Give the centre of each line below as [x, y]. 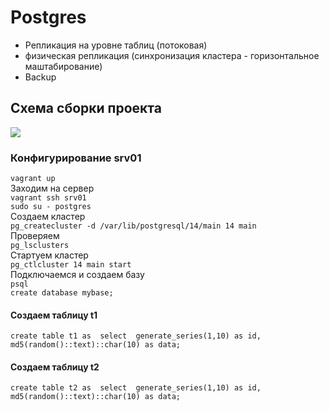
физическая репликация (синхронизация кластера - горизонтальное [172, 55]
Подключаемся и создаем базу [77, 275]
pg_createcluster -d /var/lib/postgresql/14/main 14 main [133, 226]
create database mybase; [62, 293]
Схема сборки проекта [86, 108]
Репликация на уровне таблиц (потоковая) [116, 45]
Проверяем [35, 236]
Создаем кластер [48, 217]
